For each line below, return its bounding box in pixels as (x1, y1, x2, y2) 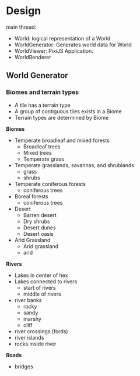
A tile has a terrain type (14, 101, 71, 109)
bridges (14, 363, 33, 370)
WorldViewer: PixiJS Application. (14, 47, 93, 54)
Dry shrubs (23, 218, 51, 225)
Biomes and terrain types (6, 88, 79, 96)
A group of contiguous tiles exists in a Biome (14, 107, 122, 115)
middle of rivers (23, 290, 61, 297)
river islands (14, 334, 44, 341)
